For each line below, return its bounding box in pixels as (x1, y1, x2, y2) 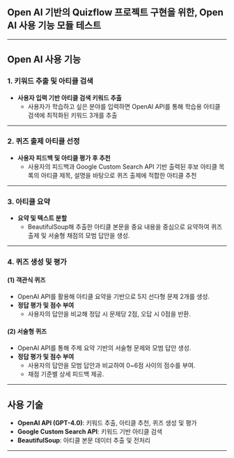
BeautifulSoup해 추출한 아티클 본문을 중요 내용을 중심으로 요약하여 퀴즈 (27, 222, 223, 231)
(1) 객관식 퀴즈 (7, 275, 46, 284)
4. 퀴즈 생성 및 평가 (7, 257, 68, 267)
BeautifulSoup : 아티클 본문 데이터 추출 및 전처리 (17, 436, 151, 445)
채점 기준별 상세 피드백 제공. (27, 370, 104, 379)
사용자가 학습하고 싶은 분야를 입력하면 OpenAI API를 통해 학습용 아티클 (27, 102, 221, 110)
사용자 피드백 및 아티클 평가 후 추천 (17, 153, 111, 162)
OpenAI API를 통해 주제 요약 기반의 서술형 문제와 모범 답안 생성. (17, 344, 192, 352)
